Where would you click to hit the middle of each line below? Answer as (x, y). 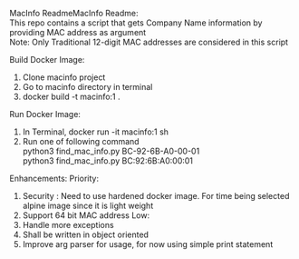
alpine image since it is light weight (88, 205)
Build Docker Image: (47, 60)
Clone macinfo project (64, 77)
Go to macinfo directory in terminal (87, 87)
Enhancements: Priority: (54, 178)
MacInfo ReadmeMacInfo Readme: (74, 13)
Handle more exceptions (68, 225)
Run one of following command (81, 141)
